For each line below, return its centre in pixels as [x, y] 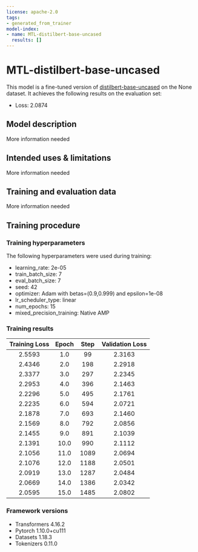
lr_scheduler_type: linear [46, 300]
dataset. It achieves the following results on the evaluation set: [84, 93]
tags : [13, 18]
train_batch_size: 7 [38, 274]
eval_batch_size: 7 [38, 281]
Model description [41, 124]
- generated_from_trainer [39, 23]
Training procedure [43, 225]
